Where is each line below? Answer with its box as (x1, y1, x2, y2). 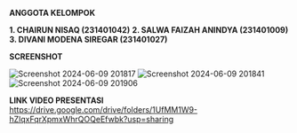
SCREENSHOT (9, 51, 63, 61)
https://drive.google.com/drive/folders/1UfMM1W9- (9, 105, 198, 114)
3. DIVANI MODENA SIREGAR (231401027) (9, 35, 168, 44)
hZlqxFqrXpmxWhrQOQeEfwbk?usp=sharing (9, 114, 174, 124)
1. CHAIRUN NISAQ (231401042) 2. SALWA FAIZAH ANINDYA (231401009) (9, 25, 289, 35)
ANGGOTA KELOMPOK (9, 8, 96, 18)
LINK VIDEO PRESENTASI (9, 95, 104, 106)
